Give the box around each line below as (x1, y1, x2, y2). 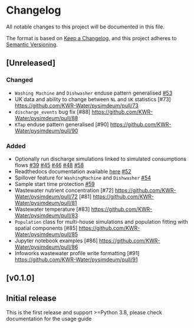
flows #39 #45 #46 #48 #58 (14, 161, 84, 169)
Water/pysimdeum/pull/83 (14, 211, 78, 219)
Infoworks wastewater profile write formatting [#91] (14, 249, 140, 256)
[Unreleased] (6, 58, 56, 68)
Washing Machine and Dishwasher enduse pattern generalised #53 (14, 89, 173, 97)
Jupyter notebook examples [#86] (14, 237, 98, 244)
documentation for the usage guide (6, 315, 92, 323)
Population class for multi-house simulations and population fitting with (14, 218, 189, 225)
